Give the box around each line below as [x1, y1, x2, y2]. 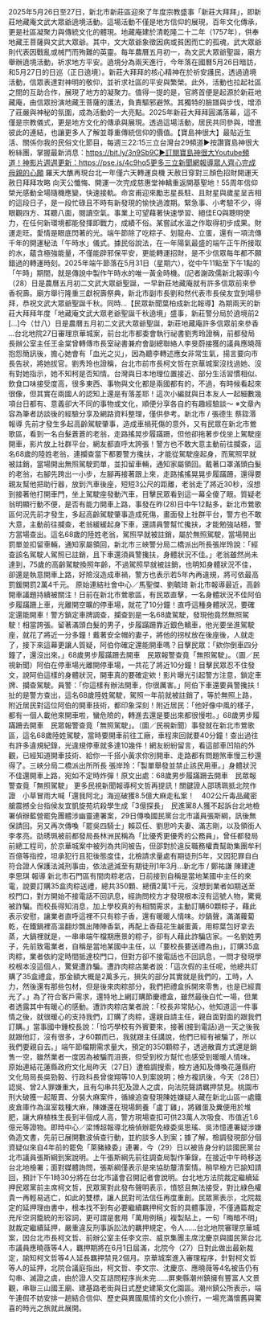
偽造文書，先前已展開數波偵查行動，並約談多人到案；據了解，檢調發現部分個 [8, 1133, 262, 1142]
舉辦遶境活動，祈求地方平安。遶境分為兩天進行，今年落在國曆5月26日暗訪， [8, 57, 261, 67]
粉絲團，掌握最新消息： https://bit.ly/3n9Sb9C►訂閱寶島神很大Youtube [8, 148, 243, 157]
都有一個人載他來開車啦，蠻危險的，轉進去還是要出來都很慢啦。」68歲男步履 [8, 711, 260, 719]
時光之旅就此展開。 [22, 1303, 86, 1313]
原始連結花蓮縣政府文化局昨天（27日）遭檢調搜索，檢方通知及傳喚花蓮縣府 [8, 1062, 256, 1072]
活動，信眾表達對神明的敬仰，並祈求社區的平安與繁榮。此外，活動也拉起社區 [8, 77, 262, 87]
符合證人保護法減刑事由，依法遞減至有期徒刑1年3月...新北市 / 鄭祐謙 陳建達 [8, 861, 256, 871]
